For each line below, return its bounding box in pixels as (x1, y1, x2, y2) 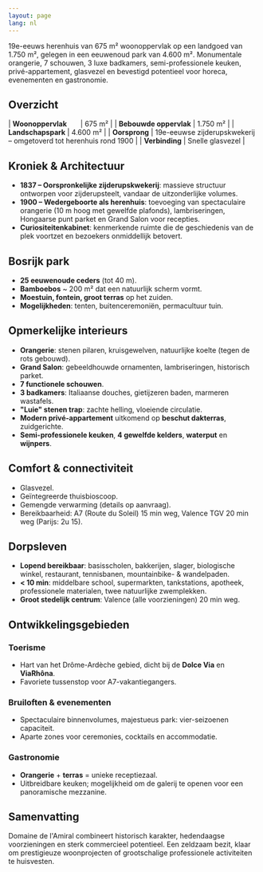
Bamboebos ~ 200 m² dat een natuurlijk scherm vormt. (19, 284, 202, 294)
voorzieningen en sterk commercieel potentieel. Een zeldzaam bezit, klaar (8, 839, 251, 850)
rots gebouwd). (19, 353, 70, 363)
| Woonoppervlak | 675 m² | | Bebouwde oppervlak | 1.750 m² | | (8, 119, 235, 128)
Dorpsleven (8, 539, 68, 553)
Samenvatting (8, 811, 80, 824)
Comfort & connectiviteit (8, 462, 134, 475)
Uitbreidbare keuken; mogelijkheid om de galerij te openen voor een (19, 779, 243, 788)
